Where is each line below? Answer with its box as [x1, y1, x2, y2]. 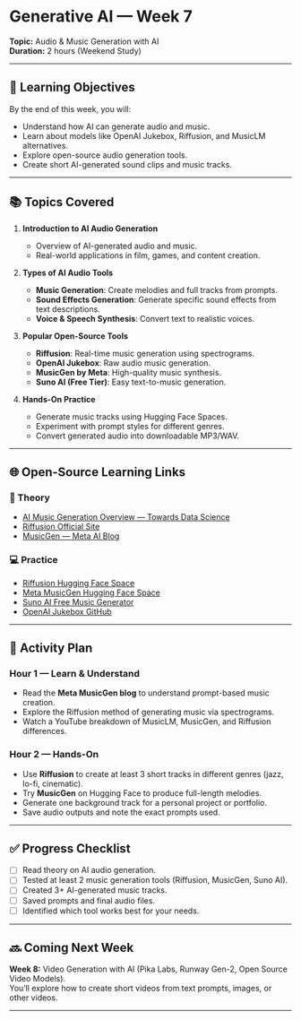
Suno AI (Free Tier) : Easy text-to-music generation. [35, 376, 227, 387]
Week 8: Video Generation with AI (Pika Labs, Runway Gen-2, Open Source [9, 964, 288, 974]
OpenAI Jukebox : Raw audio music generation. [35, 357, 211, 368]
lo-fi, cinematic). [21, 778, 83, 789]
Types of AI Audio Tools [21, 267, 114, 278]
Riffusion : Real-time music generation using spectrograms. [35, 348, 255, 359]
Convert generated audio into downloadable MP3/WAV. [35, 430, 240, 441]
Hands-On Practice [21, 393, 96, 404]
